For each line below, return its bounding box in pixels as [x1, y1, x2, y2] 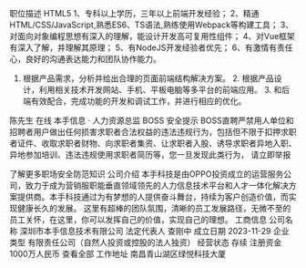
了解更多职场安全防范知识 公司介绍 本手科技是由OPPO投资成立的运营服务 [9, 169, 284, 180]
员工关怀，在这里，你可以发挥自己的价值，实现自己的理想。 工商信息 [9, 214, 267, 225]
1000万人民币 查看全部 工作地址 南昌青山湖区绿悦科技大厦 [9, 249, 227, 259]
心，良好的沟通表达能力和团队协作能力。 [9, 54, 161, 64]
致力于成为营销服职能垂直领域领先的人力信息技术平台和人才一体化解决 [25, 180, 289, 191]
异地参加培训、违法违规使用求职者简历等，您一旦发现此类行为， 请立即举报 [9, 149, 291, 160]
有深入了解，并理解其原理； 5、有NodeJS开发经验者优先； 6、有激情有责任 [9, 42, 293, 53]
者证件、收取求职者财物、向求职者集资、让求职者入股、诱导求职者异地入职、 [9, 138, 297, 149]
